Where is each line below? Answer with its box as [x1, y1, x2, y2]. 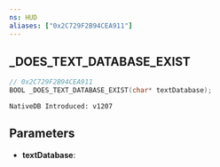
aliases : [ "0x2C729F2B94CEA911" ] [9, 21, 133, 30]
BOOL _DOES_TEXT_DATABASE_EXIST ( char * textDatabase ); [9, 86, 213, 95]
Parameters [9, 126, 75, 141]
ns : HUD [9, 12, 38, 22]
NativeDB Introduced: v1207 [9, 102, 114, 111]
